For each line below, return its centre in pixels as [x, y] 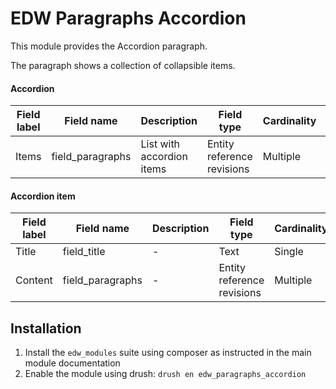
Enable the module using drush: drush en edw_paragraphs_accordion [165, 374]
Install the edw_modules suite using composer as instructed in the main [168, 353]
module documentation [72, 363]
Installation [46, 328]
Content [34, 280]
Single [289, 252]
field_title [84, 252]
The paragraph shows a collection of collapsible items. [123, 65]
